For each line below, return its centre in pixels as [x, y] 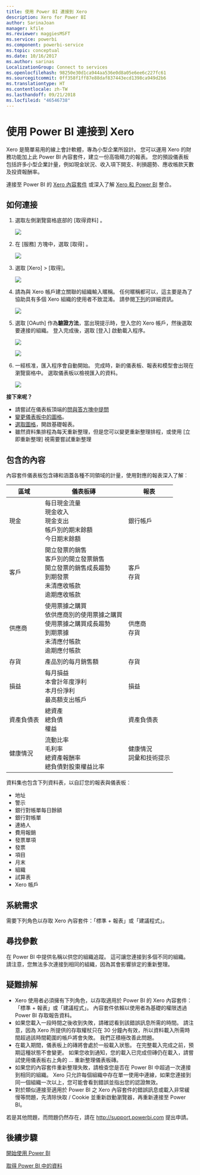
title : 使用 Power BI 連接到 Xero [47, 12]
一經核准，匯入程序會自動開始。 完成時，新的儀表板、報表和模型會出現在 [104, 366]
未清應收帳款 [63, 586]
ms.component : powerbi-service [45, 45]
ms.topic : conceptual [33, 51]
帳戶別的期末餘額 [69, 530]
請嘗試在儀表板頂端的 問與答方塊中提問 [62, 409]
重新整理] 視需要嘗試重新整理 [56, 439]
